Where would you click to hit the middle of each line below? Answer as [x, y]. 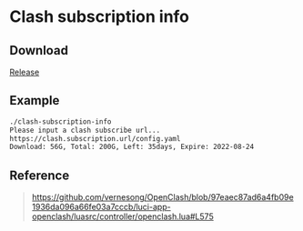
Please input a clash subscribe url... [85, 130]
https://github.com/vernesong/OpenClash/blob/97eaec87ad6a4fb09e [162, 197]
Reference [40, 175]
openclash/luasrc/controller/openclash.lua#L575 [122, 216]
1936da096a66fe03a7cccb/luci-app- [101, 207]
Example [35, 100]
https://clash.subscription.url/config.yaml [95, 138]
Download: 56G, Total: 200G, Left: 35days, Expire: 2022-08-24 [132, 147]
